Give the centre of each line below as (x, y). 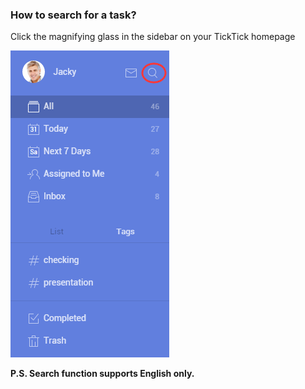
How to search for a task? (73, 15)
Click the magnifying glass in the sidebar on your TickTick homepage (153, 37)
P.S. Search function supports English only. (102, 374)
